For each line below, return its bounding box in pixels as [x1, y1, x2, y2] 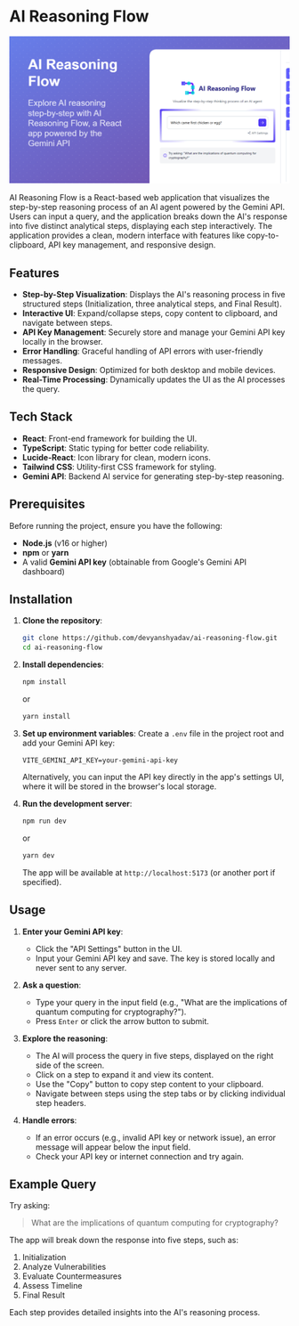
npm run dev [21, 817, 67, 826]
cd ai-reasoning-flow [21, 643, 102, 652]
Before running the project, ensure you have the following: [9, 520, 222, 531]
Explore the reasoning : [21, 1033, 109, 1044]
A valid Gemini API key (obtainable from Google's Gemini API [21, 557, 247, 567]
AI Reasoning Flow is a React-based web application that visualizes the [9, 192, 270, 203]
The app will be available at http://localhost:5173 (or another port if [21, 866, 276, 878]
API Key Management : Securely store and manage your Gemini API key [21, 327, 286, 338]
